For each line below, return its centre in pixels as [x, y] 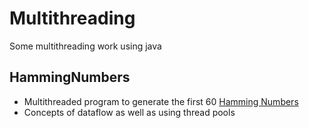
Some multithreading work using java [85, 46]
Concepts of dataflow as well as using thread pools [129, 112]
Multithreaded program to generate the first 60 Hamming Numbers [161, 101]
